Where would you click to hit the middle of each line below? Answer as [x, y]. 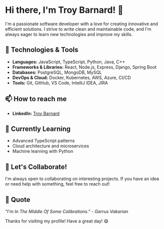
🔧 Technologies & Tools [42, 50]
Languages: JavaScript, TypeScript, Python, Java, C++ [69, 62]
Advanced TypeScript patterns [43, 141]
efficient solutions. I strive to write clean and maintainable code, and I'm [78, 29]
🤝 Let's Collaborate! [36, 167]
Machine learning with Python [43, 151]
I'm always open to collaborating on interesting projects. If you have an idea [82, 179]
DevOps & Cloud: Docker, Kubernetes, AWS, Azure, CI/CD [71, 77]
